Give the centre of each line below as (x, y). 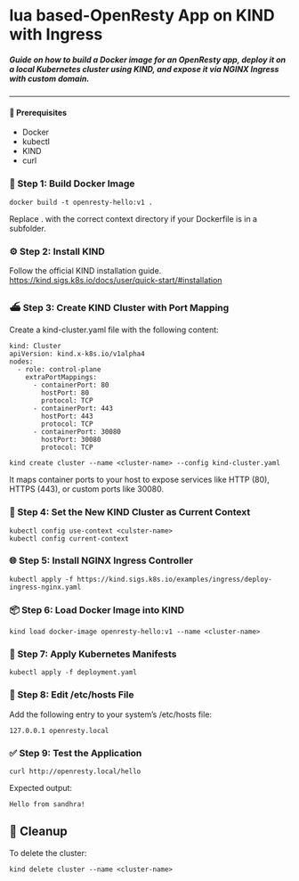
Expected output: (41, 788)
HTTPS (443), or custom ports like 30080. (87, 489)
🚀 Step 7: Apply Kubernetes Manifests (93, 654)
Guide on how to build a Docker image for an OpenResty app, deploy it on (148, 60)
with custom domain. (49, 78)
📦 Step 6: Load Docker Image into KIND (97, 609)
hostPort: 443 (67, 416)
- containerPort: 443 (73, 409)
